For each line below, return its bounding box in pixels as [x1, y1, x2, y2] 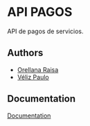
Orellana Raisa [17, 65, 59, 73]
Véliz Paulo [17, 73, 50, 81]
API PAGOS [7, 4, 73, 20]
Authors [7, 47, 44, 59]
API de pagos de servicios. [7, 27, 84, 35]
